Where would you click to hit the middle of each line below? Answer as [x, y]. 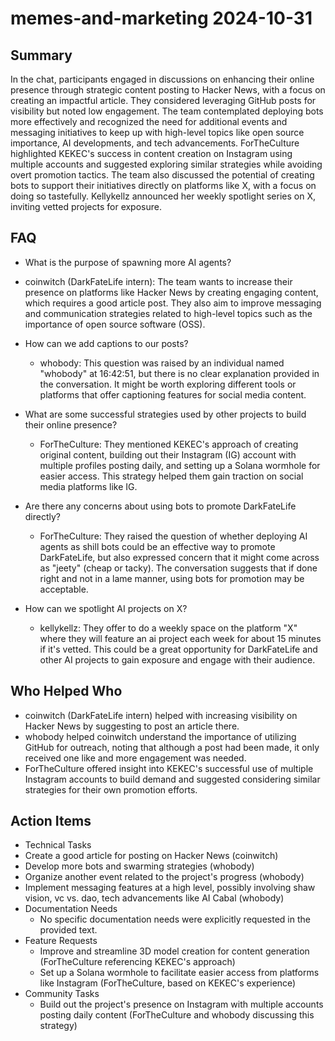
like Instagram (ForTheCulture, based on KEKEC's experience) [168, 983]
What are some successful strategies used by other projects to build [165, 414]
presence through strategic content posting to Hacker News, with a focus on [168, 90]
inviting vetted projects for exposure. [86, 206]
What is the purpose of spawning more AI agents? [128, 262]
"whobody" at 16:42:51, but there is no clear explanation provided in [179, 373]
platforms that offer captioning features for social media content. [173, 394]
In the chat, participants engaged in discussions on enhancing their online [162, 79]
